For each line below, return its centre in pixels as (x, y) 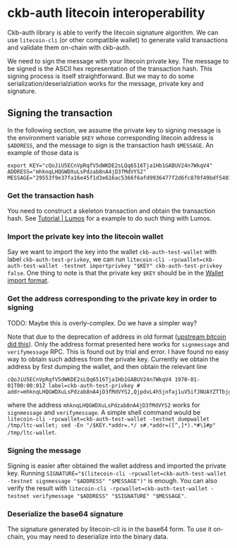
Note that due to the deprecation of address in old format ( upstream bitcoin (117, 337)
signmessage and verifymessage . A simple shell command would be (104, 412)
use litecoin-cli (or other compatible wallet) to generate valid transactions (117, 39)
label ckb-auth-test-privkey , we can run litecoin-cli (86, 259)
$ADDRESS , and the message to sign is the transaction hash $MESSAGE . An (110, 145)
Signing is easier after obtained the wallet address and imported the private (117, 466)
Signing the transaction (60, 113)
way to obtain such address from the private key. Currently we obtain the (114, 359)
